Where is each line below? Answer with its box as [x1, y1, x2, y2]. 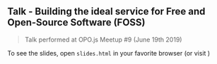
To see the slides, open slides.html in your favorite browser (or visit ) [7, 49, 211, 57]
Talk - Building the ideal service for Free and [7, 6, 206, 18]
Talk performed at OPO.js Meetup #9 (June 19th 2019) [24, 35, 182, 44]
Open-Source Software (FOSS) [7, 17, 146, 29]
